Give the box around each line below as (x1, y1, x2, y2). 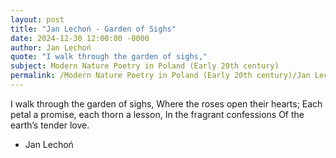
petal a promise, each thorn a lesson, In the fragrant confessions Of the (10, 108, 305, 120)
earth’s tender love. (10, 119, 90, 131)
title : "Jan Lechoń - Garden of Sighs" (10, 24, 177, 34)
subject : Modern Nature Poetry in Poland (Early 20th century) (10, 61, 280, 71)
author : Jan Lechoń (10, 42, 92, 53)
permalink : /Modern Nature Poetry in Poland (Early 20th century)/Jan (10, 71, 311, 81)
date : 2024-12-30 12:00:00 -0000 (10, 33, 150, 43)
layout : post (10, 14, 65, 25)
